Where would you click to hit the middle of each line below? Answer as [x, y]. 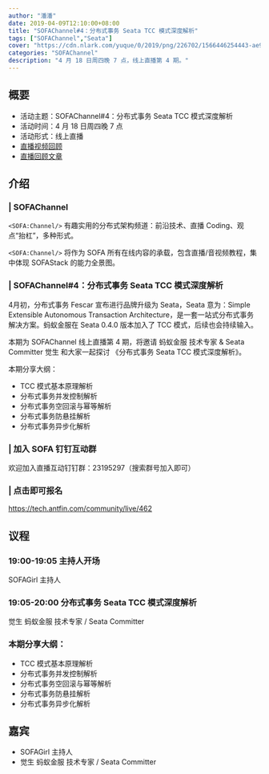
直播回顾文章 [41, 156]
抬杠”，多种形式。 [48, 236]
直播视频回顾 [41, 146]
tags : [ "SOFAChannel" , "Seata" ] [60, 38]
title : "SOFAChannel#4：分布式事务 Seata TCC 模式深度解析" [103, 31]
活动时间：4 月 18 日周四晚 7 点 [71, 126]
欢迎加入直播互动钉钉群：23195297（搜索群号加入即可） [102, 467]
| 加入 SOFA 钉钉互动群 [52, 449]
